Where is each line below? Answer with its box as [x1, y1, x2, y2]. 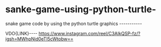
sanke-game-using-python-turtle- [5, 4, 156, 15]
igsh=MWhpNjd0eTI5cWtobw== [5, 36, 73, 42]
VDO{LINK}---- [5, 30, 37, 36]
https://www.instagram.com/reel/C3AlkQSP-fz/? [38, 30, 140, 36]
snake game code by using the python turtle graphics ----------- [5, 20, 143, 27]
